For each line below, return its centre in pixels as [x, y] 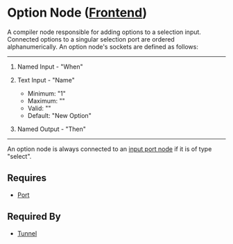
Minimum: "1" [46, 93]
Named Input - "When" [50, 67]
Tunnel [27, 233]
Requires [27, 178]
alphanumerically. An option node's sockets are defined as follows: [103, 46]
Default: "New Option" [59, 115]
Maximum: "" [46, 101]
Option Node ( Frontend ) [77, 13]
